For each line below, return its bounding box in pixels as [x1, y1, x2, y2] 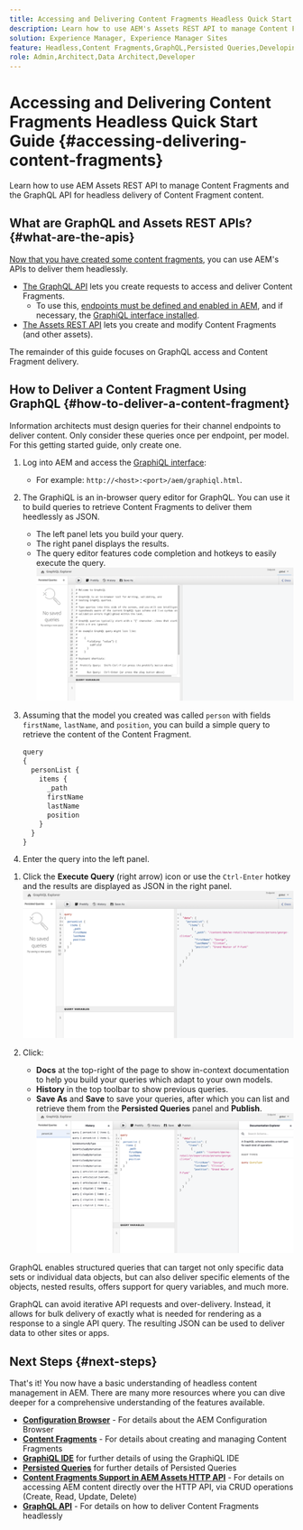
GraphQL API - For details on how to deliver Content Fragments [22, 1500, 260, 1511]
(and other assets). [22, 329, 93, 339]
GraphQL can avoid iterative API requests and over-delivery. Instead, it [9, 1299, 271, 1310]
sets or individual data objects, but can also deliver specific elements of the [9, 1272, 290, 1283]
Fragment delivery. [9, 356, 79, 366]
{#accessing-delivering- [58, 131, 248, 152]
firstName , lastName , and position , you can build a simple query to [22, 719, 271, 730]
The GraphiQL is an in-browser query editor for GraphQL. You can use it [22, 492, 290, 503]
